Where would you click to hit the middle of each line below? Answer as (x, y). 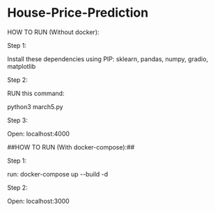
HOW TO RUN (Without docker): (53, 32)
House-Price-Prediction (78, 13)
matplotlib (22, 66)
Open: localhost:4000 (39, 133)
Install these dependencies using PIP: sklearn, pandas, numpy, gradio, (108, 59)
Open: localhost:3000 (38, 201)
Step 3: (17, 120)
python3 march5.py (35, 106)
